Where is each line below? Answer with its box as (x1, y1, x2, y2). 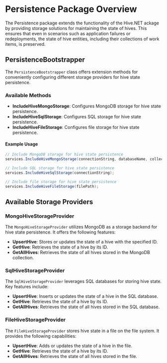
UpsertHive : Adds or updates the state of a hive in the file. (12, 343, 133, 349)
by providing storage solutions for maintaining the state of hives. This (5, 25, 147, 31)
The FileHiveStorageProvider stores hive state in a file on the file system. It (5, 328, 160, 334)
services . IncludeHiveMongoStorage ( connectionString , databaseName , (5, 157, 148, 162)
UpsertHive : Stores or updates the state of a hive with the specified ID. (12, 239, 158, 245)
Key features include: (5, 284, 49, 290)
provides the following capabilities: (5, 333, 77, 339)
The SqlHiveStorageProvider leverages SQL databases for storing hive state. (5, 278, 162, 284)
